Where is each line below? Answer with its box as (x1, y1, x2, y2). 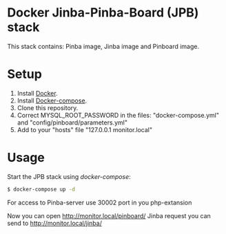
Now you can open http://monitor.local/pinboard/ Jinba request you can (7, 211, 212, 220)
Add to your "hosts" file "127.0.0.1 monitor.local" (17, 125, 153, 134)
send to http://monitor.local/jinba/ (7, 219, 102, 227)
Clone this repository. (17, 103, 79, 111)
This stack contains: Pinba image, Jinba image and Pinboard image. (7, 42, 200, 50)
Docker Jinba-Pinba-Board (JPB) (7, 5, 199, 21)
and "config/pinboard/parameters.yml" (17, 118, 127, 127)
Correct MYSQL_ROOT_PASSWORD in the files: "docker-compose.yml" (17, 111, 219, 119)
